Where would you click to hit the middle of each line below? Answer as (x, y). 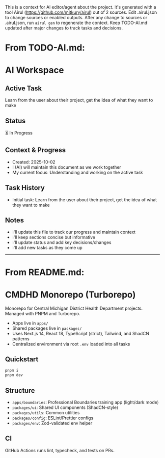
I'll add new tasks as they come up (47, 248)
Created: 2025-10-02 (34, 162)
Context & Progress (36, 150)
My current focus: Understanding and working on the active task (78, 172)
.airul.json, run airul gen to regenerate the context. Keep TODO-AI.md (76, 23)
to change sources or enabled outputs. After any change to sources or (76, 17)
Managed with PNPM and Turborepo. (43, 313)
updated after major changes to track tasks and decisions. (64, 28)
